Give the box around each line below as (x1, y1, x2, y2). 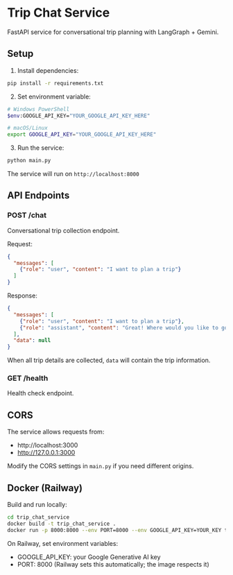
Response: (7, 291, 38, 300)
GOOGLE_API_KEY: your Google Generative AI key (17, 553, 161, 561)
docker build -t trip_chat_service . (7, 520, 116, 527)
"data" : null (13, 337, 51, 344)
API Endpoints (7, 189, 70, 202)
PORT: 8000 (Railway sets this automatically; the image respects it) (17, 560, 209, 568)
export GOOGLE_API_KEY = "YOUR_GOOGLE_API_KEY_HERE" (7, 131, 157, 138)
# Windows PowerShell (7, 105, 70, 112)
